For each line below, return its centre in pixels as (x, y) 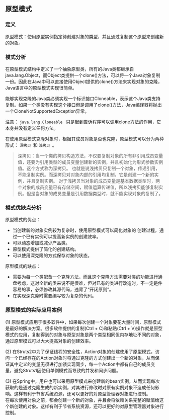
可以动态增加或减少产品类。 (41, 243)
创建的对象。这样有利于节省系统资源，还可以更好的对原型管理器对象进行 (89, 406)
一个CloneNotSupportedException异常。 (47, 111)
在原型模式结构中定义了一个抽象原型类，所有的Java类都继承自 (70, 69)
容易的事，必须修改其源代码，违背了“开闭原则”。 (63, 289)
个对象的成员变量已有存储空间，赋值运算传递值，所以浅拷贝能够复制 (88, 187)
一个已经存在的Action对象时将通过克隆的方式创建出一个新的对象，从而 (82, 358)
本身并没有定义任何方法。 (32, 128)
